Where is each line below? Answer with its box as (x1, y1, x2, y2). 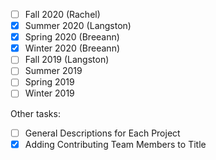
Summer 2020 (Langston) (24, 20, 132, 32)
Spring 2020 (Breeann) (24, 31, 120, 43)
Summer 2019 (24, 65, 83, 77)
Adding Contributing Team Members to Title (24, 138, 207, 150)
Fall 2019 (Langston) (24, 54, 110, 66)
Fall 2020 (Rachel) (24, 9, 101, 20)
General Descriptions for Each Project (24, 127, 181, 139)
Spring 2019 (24, 76, 75, 88)
